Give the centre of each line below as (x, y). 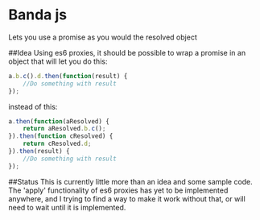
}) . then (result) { (39, 152)
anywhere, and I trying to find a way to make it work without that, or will (127, 198)
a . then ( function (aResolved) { (59, 121)
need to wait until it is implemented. (67, 207)
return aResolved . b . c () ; (64, 129)
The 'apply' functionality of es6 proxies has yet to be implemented (118, 190)
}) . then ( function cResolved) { (61, 136)
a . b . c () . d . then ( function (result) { (68, 76)
